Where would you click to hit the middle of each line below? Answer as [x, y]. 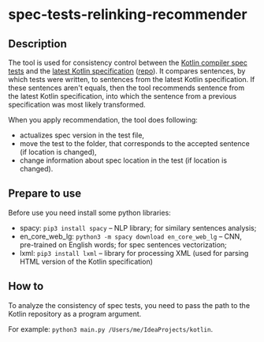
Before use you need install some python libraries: [89, 212]
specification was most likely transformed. [77, 105]
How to [26, 286]
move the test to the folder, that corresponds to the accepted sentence [134, 143]
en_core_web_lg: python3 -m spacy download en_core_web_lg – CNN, [130, 236]
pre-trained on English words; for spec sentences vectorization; [123, 244]
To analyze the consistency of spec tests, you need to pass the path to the [129, 305]
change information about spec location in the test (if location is [123, 160]
